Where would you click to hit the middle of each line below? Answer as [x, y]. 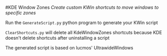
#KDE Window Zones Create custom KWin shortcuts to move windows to [82, 7]
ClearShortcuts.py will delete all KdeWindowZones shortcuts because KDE [84, 32]
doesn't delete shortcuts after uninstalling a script [57, 38]
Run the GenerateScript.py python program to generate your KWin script [82, 23]
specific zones [21, 13]
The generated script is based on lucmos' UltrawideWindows [69, 48]
